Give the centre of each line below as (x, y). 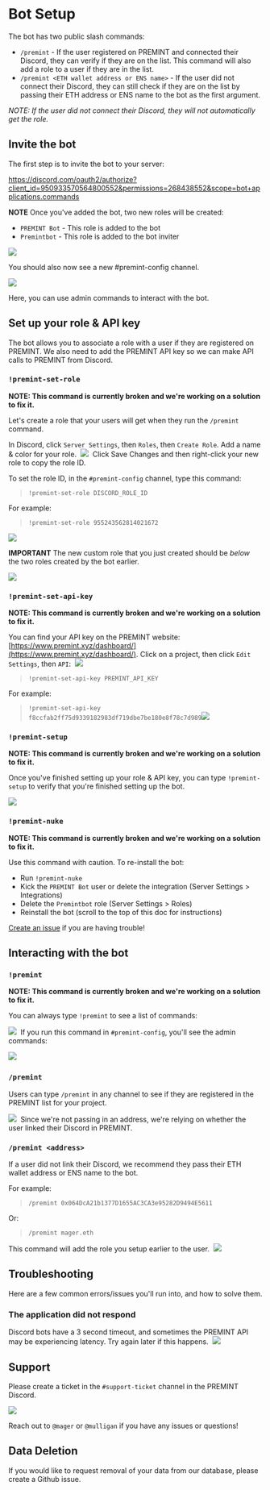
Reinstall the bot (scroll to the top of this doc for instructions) (121, 912)
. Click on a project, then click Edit (193, 655)
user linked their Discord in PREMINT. (71, 1128)
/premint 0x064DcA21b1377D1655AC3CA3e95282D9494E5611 (120, 1203)
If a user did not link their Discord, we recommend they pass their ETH (125, 1164)
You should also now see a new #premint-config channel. (104, 267)
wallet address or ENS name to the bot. (73, 1173)
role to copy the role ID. (47, 462)
